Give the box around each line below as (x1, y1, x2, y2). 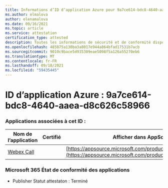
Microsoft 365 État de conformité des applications (5, 166, 130, 173)
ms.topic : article (5, 26, 43, 31)
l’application (7, 137, 38, 144)
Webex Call (7, 148, 34, 155)
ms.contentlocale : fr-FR (5, 58, 57, 63)
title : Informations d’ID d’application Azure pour (5, 7, 115, 12)
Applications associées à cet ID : (5, 118, 86, 125)
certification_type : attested (5, 35, 68, 40)
